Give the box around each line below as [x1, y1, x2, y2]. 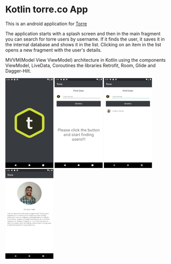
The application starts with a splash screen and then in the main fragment [5, 30, 161, 36]
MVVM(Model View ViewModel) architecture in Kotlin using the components [5, 56, 166, 63]
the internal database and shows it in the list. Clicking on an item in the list [5, 41, 161, 47]
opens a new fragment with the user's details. [5, 47, 102, 53]
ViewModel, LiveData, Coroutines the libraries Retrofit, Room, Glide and [5, 62, 156, 68]
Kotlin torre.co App [5, 4, 88, 15]
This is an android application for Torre [5, 21, 87, 27]
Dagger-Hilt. [5, 68, 32, 74]
